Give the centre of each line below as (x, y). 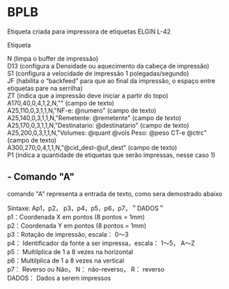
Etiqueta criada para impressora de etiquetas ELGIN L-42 (89, 31)
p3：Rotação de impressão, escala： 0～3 (68, 234)
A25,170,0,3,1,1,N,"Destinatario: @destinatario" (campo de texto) (98, 125)
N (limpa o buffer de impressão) (53, 58)
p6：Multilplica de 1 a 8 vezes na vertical (66, 260)
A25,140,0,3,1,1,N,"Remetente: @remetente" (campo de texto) (94, 118)
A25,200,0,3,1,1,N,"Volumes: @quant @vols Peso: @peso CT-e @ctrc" (107, 133)
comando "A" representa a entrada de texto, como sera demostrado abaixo (115, 193)
